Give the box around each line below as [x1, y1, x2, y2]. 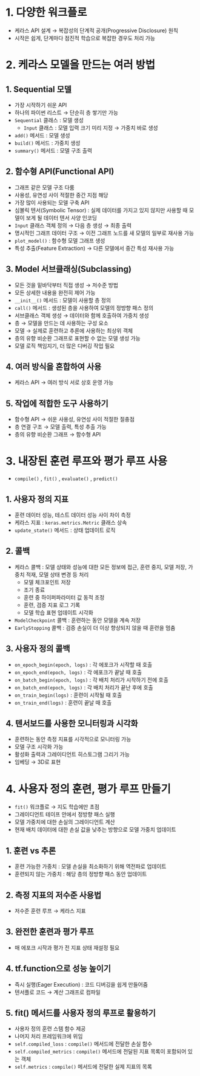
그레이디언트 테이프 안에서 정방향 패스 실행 [14, 811, 116, 818]
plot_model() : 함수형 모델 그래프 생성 [14, 236, 105, 244]
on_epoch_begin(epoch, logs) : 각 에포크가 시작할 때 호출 [14, 661, 153, 668]
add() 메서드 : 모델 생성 [14, 131, 70, 139]
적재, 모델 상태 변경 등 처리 [25, 571, 89, 578]
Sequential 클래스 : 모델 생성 [14, 116, 84, 123]
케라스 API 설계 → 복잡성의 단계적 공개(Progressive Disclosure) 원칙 [14, 27, 178, 34]
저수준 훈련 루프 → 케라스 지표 [14, 907, 86, 914]
